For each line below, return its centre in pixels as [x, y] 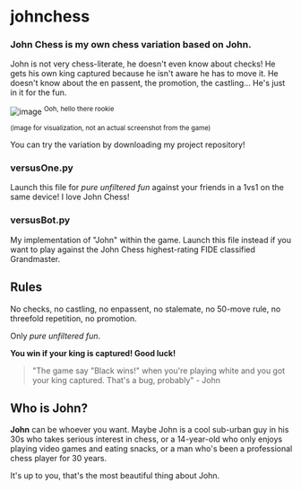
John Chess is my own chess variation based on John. [131, 45]
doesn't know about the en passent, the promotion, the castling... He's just [148, 83]
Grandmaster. [35, 258]
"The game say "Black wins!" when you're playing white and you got [159, 371]
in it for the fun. [39, 92]
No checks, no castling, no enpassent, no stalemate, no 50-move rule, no [146, 309]
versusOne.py [42, 168]
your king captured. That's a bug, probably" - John [126, 380]
